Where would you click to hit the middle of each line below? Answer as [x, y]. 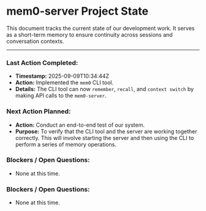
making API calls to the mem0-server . [61, 95]
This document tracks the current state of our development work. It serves [101, 28]
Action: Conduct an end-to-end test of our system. [80, 125]
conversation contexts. [35, 41]
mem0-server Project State [78, 11]
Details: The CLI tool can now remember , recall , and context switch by [105, 89]
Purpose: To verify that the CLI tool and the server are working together [106, 131]
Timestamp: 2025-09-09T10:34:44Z [62, 76]
